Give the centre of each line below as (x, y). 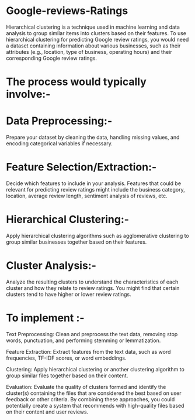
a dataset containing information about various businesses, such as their (93, 46)
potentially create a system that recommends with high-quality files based (95, 405)
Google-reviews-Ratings (67, 11)
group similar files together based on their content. (67, 375)
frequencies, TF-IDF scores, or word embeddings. (66, 358)
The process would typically (76, 82)
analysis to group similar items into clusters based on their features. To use (96, 33)
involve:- (28, 94)
